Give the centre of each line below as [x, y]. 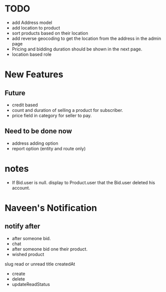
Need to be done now [38, 131]
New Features [34, 75]
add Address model [32, 22]
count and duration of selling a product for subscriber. [67, 110]
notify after [22, 226]
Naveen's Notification [51, 208]
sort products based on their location [50, 33]
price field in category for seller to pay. [52, 115]
